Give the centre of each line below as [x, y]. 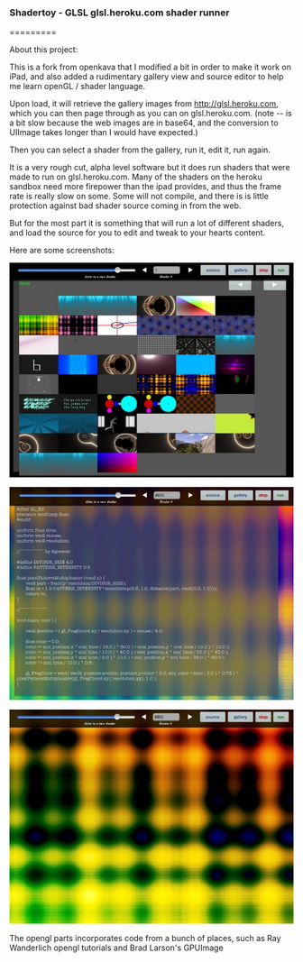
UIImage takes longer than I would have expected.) [104, 133]
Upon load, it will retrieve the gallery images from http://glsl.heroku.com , [144, 104]
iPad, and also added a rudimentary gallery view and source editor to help [147, 77]
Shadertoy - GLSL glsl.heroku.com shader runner [119, 13]
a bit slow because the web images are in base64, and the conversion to [144, 123]
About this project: [44, 50]
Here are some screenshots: [62, 251]
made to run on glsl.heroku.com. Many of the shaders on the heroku [136, 177]
